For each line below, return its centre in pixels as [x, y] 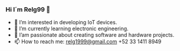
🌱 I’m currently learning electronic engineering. [71, 28]
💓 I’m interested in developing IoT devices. [66, 23]
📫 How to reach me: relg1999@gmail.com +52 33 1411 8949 [88, 42]
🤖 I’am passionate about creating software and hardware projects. [94, 35]
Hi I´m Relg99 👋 [28, 9]
